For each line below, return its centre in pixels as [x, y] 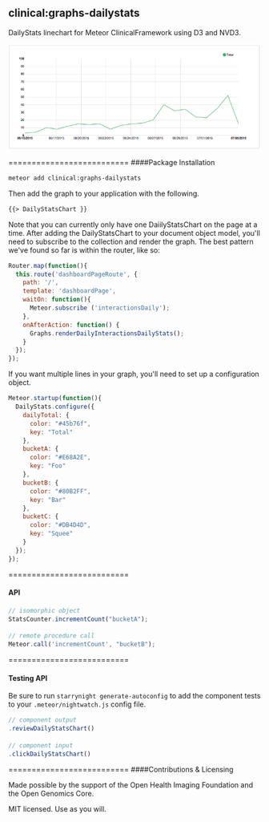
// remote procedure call [51, 636]
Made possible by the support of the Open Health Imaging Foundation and [131, 784]
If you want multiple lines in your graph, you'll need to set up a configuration [134, 374]
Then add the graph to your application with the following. [104, 193]
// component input [41, 746]
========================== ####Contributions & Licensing [121, 769]
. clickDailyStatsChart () [50, 754]
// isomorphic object [44, 610]
